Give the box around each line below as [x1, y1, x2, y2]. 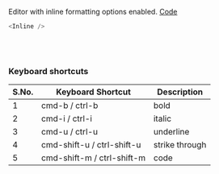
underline [153, 126, 190, 138]
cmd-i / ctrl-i [41, 113, 93, 124]
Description [157, 86, 204, 97]
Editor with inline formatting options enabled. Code [8, 7, 178, 16]
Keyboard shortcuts [8, 65, 89, 77]
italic [153, 113, 172, 124]
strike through [153, 139, 207, 151]
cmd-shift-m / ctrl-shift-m [41, 152, 146, 164]
